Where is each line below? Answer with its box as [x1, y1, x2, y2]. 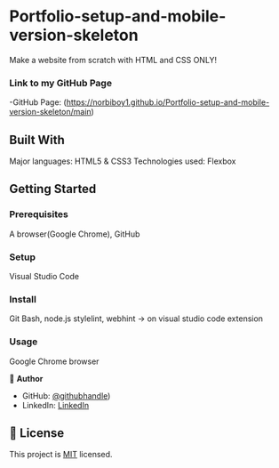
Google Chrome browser [9, 356, 100, 367]
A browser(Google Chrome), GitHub [9, 229, 140, 239]
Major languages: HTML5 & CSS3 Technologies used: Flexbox [9, 156, 236, 166]
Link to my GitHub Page [9, 77, 113, 89]
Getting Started [9, 182, 97, 197]
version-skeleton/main [9, 107, 92, 117]
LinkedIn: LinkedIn [21, 399, 90, 410]
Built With [9, 132, 65, 148]
